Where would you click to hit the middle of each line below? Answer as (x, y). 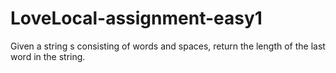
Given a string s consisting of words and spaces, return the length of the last (168, 46)
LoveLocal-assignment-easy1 (136, 18)
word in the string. (48, 56)
